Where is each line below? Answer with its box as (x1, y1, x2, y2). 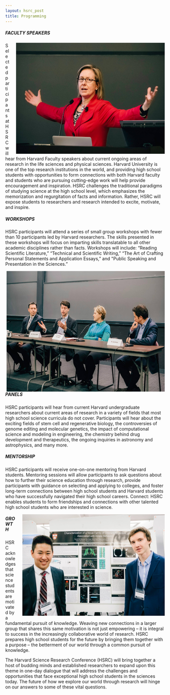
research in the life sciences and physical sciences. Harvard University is (5, 161, 158, 167)
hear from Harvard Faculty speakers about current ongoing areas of (5, 156, 147, 162)
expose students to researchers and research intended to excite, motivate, (5, 199, 160, 205)
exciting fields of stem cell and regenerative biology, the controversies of (5, 420, 157, 426)
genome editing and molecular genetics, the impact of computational (5, 426, 149, 432)
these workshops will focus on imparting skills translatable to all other (5, 239, 151, 246)
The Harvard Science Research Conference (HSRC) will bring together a (5, 657, 156, 663)
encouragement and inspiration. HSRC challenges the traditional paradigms (5, 183, 162, 189)
